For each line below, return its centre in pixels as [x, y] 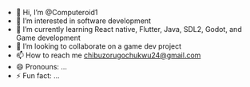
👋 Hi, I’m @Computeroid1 [57, 12]
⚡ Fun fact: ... [38, 75]
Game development [48, 38]
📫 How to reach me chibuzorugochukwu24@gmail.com [108, 55]
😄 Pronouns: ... [42, 67]
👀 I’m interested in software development [83, 21]
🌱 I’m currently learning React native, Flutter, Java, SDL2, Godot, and [129, 29]
